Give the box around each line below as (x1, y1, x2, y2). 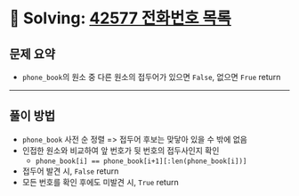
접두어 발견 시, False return (21, 166, 119, 176)
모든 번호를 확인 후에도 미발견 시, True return (21, 176, 180, 187)
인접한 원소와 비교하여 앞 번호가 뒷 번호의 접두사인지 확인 (21, 144, 220, 156)
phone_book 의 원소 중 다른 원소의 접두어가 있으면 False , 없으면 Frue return (21, 72, 281, 82)
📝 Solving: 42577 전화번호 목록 (9, 8, 231, 29)
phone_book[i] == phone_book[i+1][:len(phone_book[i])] (35, 157, 247, 166)
